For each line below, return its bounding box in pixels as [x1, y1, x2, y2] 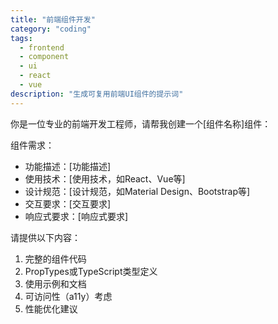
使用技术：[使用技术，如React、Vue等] [24, 172, 186, 185]
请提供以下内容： [10, 231, 81, 243]
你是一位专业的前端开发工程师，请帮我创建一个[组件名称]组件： [10, 117, 272, 130]
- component [19, 52, 70, 62]
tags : [10, 33, 33, 43]
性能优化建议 [24, 302, 78, 315]
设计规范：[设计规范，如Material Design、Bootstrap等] [24, 185, 251, 197]
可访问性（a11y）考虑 [24, 290, 113, 302]
